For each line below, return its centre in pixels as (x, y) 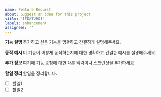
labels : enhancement (26, 23)
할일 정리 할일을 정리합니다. (31, 73)
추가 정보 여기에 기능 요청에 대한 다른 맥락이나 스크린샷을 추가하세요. (70, 63)
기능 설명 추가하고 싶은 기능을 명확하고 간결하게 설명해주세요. (63, 42)
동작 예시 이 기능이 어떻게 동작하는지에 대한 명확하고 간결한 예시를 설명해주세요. (81, 53)
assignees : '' (20, 28)
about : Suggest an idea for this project (48, 14)
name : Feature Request (28, 10)
